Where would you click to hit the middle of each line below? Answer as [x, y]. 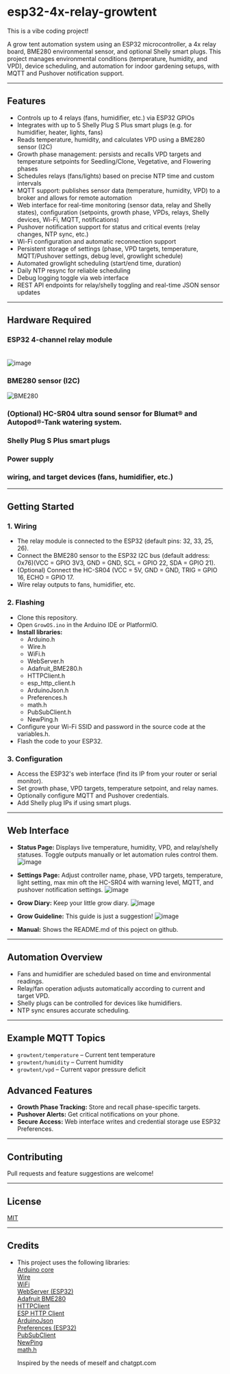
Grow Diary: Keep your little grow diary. [73, 903]
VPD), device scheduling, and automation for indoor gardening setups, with [113, 66]
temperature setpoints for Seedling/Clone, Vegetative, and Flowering [114, 161]
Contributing [35, 1157]
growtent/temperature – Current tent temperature [86, 1054]
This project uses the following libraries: [73, 1262]
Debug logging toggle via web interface [73, 277]
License [24, 1201]
